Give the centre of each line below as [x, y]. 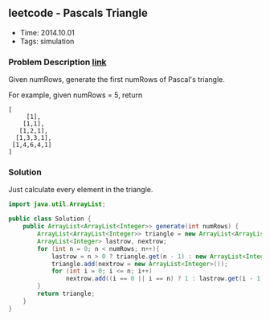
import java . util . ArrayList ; [57, 204]
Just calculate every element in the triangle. [81, 190]
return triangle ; [66, 294]
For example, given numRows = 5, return [76, 95]
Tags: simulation [47, 41]
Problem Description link [57, 62]
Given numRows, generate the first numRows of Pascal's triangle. [117, 80]
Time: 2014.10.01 [47, 32]
